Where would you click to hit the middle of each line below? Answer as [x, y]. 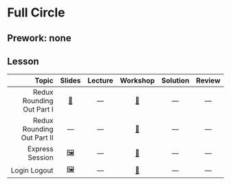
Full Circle [36, 13]
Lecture [100, 80]
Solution [175, 80]
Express [40, 149]
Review [208, 80]
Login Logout [32, 170]
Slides [70, 80]
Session [40, 157]
